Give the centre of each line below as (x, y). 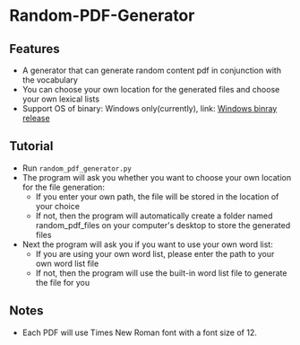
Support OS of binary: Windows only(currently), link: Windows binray (150, 108)
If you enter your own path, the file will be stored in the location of (157, 196)
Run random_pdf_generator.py (77, 168)
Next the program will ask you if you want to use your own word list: (147, 244)
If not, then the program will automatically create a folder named (154, 216)
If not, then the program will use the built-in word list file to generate (161, 273)
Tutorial (31, 146)
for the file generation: (64, 187)
